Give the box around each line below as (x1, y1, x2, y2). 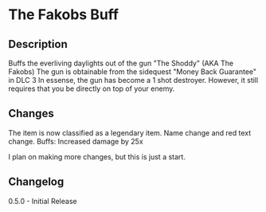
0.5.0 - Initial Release (8, 196, 77, 206)
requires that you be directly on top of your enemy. (8, 84, 175, 93)
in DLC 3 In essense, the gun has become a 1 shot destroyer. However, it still (8, 76, 259, 84)
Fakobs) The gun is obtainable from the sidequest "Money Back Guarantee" (8, 67, 257, 77)
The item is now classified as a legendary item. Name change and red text (8, 128, 252, 137)
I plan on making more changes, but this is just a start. (8, 151, 186, 161)
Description (8, 37, 68, 51)
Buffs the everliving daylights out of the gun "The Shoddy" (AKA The (8, 58, 233, 68)
